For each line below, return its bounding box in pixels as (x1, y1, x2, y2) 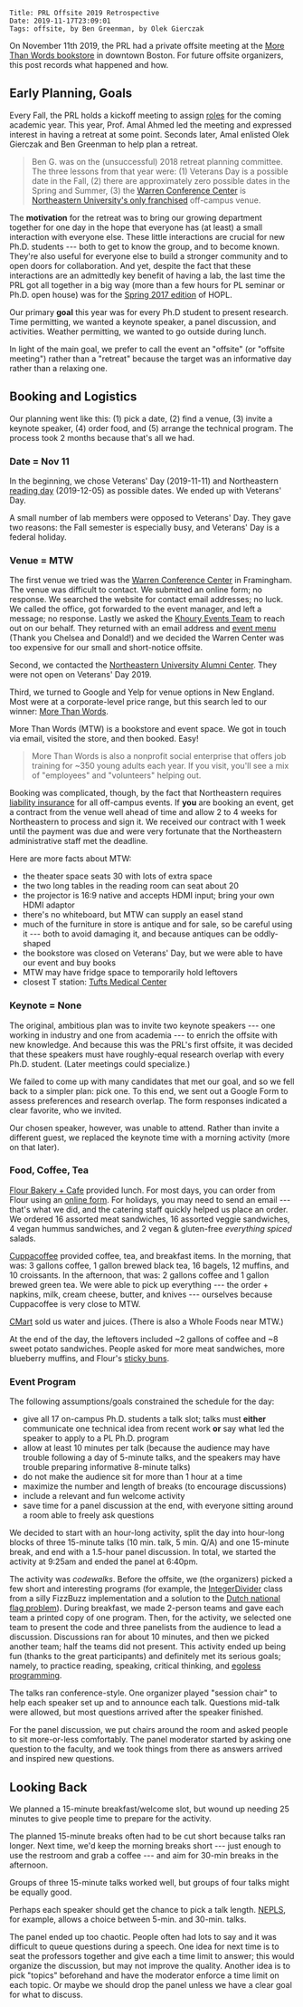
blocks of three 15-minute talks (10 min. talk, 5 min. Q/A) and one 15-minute (9, 1537, 289, 1548)
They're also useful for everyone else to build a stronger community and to (9, 250, 289, 262)
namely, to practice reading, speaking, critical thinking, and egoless (9, 1660, 261, 1671)
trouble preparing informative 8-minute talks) (22, 1462, 192, 1473)
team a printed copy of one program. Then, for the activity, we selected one (9, 1612, 292, 1623)
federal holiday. (9, 531, 68, 543)
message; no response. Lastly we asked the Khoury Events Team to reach (9, 613, 285, 624)
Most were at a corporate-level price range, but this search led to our (9, 696, 268, 707)
